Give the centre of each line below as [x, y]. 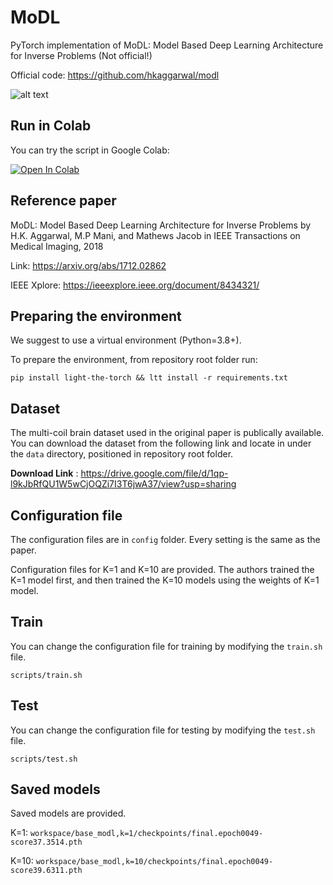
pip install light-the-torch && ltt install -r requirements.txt [149, 378]
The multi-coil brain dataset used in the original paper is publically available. [167, 433]
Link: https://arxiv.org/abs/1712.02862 [88, 265]
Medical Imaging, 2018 [57, 246]
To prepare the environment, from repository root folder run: [134, 360]
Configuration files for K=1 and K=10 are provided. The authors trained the [162, 569]
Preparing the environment [96, 316]
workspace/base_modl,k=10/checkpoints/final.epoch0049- [154, 862]
